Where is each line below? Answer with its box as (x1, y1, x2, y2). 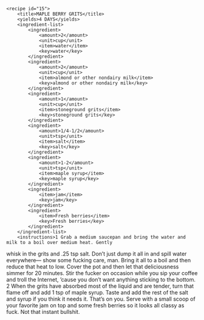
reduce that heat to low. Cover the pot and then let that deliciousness (6, 263, 179, 270)
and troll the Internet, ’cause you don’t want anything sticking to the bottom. (6, 276, 196, 283)
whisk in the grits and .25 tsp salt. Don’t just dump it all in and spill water (6, 250, 187, 257)
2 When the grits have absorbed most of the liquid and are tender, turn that (6, 282, 194, 290)
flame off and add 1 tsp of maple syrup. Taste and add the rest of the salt (6, 289, 188, 296)
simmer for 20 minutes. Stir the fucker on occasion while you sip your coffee (6, 270, 198, 276)
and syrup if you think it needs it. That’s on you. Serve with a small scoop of (6, 295, 195, 302)
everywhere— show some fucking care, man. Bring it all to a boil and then (6, 257, 191, 264)
